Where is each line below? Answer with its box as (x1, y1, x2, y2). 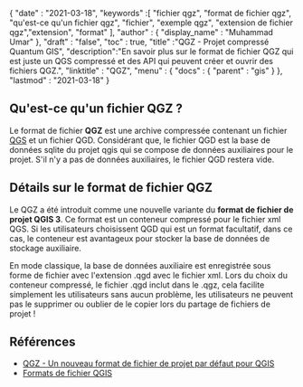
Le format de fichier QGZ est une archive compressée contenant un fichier (9, 125, 288, 136)
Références (9, 335, 76, 350)
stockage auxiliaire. (9, 242, 81, 253)
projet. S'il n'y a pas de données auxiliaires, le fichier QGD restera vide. (9, 154, 275, 165)
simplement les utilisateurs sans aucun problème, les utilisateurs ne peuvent (9, 288, 294, 299)
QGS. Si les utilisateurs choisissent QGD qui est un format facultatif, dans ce (9, 223, 293, 234)
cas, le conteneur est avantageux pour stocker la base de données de (9, 232, 270, 243)
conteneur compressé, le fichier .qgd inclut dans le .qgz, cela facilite (9, 279, 265, 290)
